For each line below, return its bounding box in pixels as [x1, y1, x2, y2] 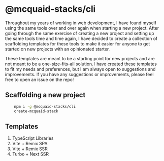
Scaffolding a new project [5, 91, 86, 99]
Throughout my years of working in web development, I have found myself [5, 20, 157, 26]
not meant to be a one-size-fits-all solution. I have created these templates [5, 61, 157, 67]
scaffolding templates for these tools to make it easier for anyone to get [5, 40, 150, 46]
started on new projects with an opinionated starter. [5, 46, 110, 52]
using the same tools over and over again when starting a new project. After [5, 25, 159, 31]
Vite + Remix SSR [12, 146, 48, 152]
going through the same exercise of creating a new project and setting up [5, 30, 154, 36]
